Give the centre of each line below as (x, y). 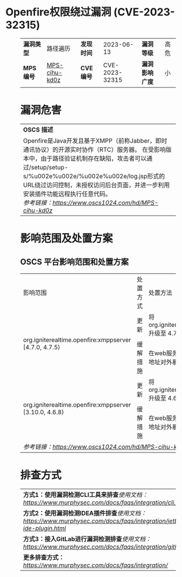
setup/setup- (50, 167)
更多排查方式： (44, 557)
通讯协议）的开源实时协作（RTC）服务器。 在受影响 (95, 149)
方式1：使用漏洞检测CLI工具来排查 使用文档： (85, 494)
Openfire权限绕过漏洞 (58, 12)
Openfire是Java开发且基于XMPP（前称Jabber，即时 (95, 140)
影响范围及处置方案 (67, 239)
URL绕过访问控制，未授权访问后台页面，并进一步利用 (97, 185)
